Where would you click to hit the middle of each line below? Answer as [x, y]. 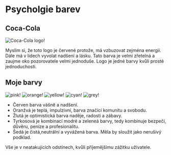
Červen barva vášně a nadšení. [45, 105]
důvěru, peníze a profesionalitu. [46, 126]
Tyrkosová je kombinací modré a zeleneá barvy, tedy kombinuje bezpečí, [89, 121]
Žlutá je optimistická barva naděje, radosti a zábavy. [67, 115]
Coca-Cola [23, 28]
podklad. [22, 137]
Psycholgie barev [43, 9]
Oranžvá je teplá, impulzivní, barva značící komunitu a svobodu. [80, 110]
